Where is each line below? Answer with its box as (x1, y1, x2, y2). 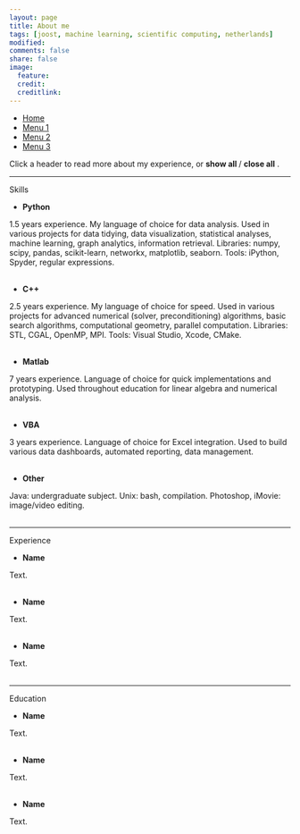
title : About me (9, 21, 70, 30)
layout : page (9, 13, 58, 22)
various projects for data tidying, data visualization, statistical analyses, (9, 228, 272, 239)
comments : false (9, 46, 70, 55)
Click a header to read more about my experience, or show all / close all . (9, 158, 279, 169)
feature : (17, 72, 50, 80)
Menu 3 (21, 140, 51, 152)
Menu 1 (21, 122, 49, 132)
